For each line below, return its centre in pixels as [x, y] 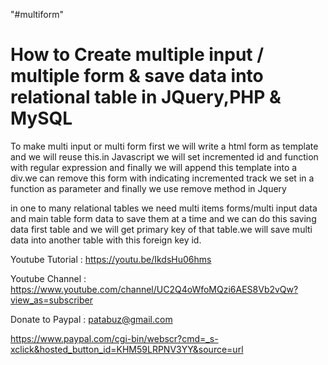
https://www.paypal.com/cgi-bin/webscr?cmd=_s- [114, 338]
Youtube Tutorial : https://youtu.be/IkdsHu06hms [111, 259]
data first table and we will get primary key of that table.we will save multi [161, 229]
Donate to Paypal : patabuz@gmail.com [91, 319]
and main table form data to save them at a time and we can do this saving [163, 218]
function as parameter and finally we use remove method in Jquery [148, 188]
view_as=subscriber [51, 300]
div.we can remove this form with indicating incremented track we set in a [162, 178]
